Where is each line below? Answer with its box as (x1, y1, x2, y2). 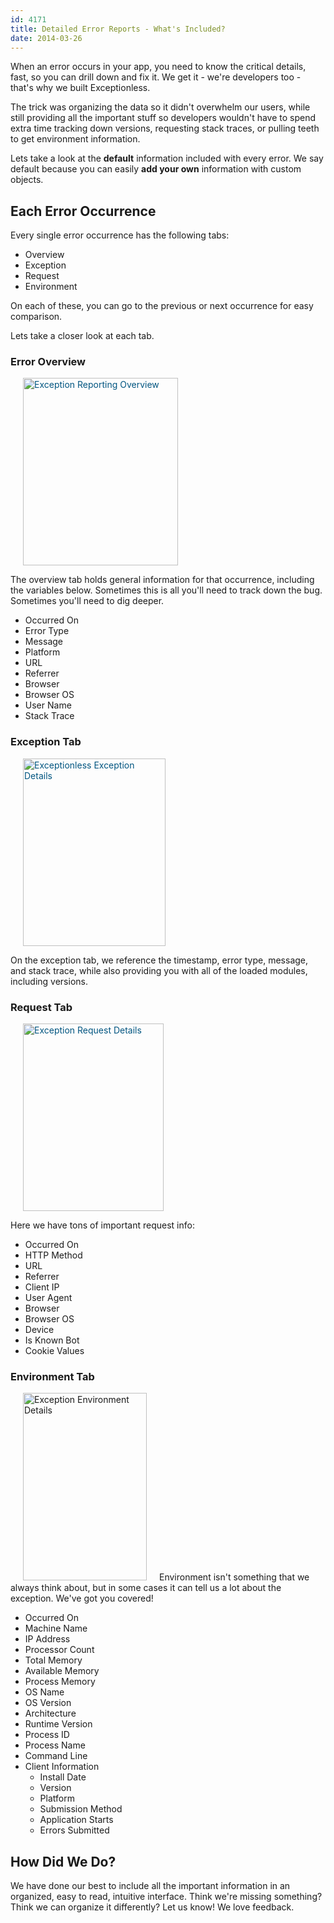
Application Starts (39, 1814, 114, 1826)
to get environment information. (10, 133, 141, 145)
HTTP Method (24, 1249, 83, 1261)
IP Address (24, 1633, 71, 1645)
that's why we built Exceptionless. (10, 82, 151, 94)
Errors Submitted (39, 1824, 110, 1836)
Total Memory (24, 1654, 83, 1666)
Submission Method (39, 1803, 123, 1815)
